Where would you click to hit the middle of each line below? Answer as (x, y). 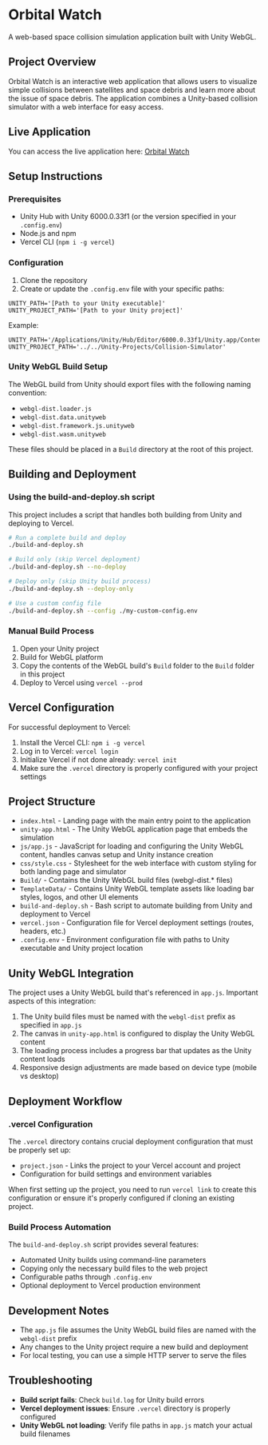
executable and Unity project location (81, 948)
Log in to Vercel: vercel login (69, 751)
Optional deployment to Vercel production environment (110, 1286)
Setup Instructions (55, 176)
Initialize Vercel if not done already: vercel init (98, 759)
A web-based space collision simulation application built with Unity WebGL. (132, 37)
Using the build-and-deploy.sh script (82, 497)
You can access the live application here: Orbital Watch (99, 151)
